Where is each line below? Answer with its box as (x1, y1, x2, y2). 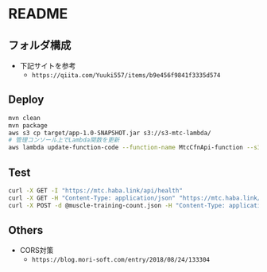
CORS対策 (19, 246, 54, 255)
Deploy (8, 93, 44, 107)
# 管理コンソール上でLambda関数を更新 (8, 136, 120, 144)
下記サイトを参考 (19, 61, 76, 70)
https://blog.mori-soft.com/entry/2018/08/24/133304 (31, 256, 211, 264)
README (8, 5, 68, 23)
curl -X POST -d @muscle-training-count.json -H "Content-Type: (8, 201, 226, 209)
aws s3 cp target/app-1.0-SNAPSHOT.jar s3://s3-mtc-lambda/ (8, 129, 212, 137)
